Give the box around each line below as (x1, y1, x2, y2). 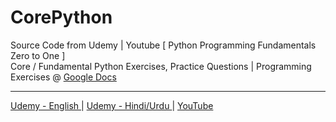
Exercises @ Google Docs (10, 71, 117, 83)
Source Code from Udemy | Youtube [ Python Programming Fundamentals (10, 39, 317, 51)
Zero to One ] (10, 49, 66, 61)
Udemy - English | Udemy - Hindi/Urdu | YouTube (10, 99, 214, 111)
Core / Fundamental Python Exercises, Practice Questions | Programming (10, 60, 312, 72)
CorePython (10, 6, 113, 29)
